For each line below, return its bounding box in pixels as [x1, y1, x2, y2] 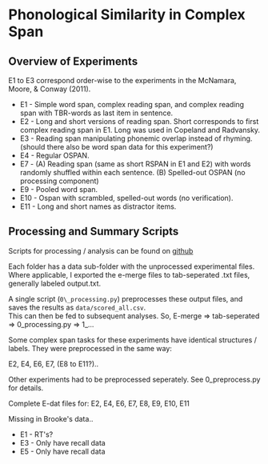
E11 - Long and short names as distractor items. [19, 202, 177, 211]
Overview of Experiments [8, 54, 138, 68]
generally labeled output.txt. [8, 278, 102, 288]
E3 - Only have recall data [19, 438, 106, 447]
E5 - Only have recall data [19, 446, 106, 456]
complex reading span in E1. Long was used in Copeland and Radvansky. [19, 126, 261, 134]
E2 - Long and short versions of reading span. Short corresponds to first [19, 117, 259, 126]
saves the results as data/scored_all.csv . [8, 302, 146, 312]
